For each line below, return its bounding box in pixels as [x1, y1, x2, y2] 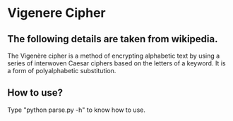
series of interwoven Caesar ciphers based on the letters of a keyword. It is [7, 59, 226, 68]
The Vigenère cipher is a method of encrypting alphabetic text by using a [7, 51, 220, 60]
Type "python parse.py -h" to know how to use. [7, 106, 146, 114]
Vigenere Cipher [7, 5, 106, 21]
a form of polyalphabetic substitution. [7, 67, 116, 75]
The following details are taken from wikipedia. [7, 33, 218, 45]
